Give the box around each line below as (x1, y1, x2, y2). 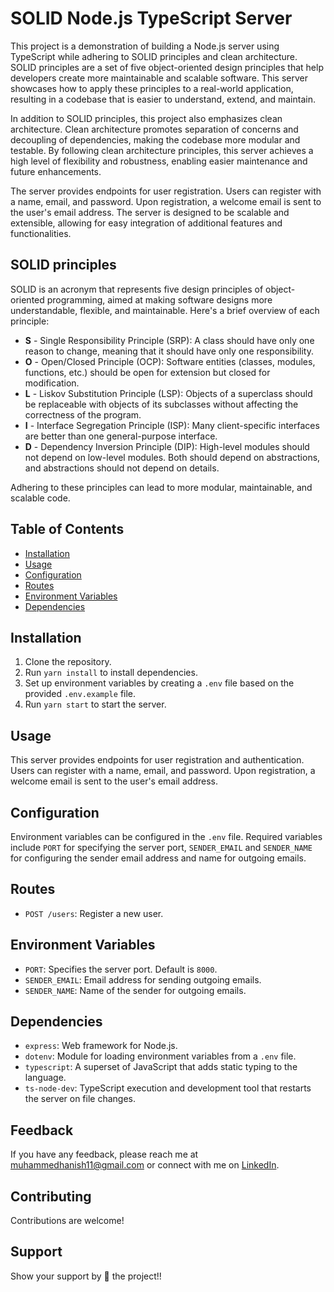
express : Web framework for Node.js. (24, 1040, 178, 1052)
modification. (24, 377, 80, 389)
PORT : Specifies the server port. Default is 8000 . (24, 963, 218, 975)
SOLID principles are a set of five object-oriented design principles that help (10, 61, 324, 73)
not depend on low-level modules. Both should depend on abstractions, (24, 451, 321, 463)
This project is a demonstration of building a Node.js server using (10, 40, 280, 52)
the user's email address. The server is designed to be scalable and (10, 206, 290, 218)
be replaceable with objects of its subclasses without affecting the (24, 398, 299, 410)
